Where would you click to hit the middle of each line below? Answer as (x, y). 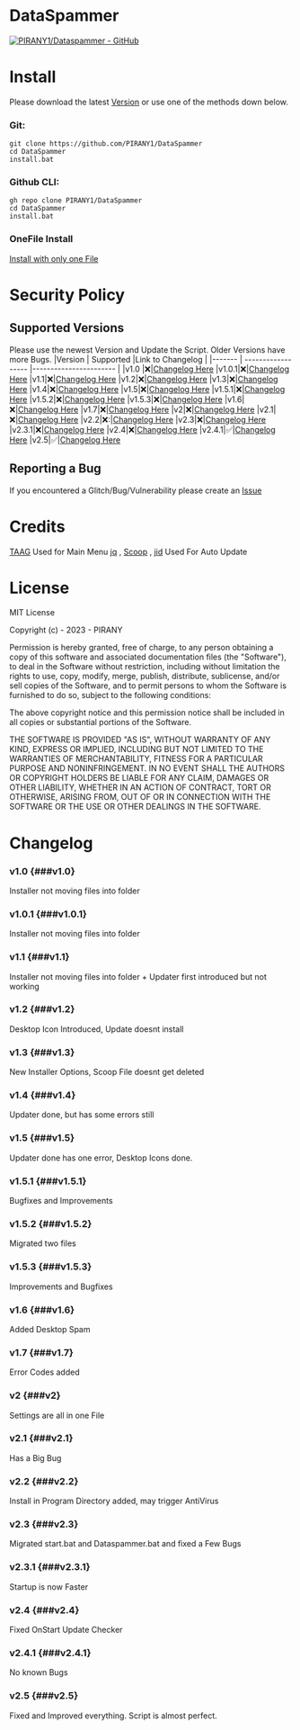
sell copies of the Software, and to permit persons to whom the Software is (148, 686)
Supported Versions (66, 328)
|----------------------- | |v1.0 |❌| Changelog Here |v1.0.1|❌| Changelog (160, 369)
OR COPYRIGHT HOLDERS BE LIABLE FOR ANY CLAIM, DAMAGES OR (139, 778)
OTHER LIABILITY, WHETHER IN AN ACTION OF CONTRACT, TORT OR (140, 787)
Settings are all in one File (57, 1415)
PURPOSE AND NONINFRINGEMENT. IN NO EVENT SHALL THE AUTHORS (147, 768)
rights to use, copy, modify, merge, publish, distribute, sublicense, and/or (145, 677)
